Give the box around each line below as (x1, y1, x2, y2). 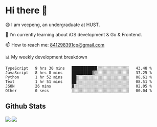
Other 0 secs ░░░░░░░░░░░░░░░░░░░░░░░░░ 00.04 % (5, 88, 152, 93)
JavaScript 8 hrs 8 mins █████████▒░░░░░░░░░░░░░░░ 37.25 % (5, 70, 152, 75)
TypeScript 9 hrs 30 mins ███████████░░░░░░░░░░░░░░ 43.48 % (5, 66, 152, 71)
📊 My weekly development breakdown (5, 54, 88, 60)
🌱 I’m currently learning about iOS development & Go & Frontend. (5, 31, 142, 37)
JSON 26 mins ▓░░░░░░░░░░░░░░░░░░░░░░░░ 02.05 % (5, 83, 152, 89)
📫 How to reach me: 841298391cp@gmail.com (5, 41, 105, 48)
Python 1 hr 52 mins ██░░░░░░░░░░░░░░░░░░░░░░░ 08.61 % (5, 74, 152, 80)
